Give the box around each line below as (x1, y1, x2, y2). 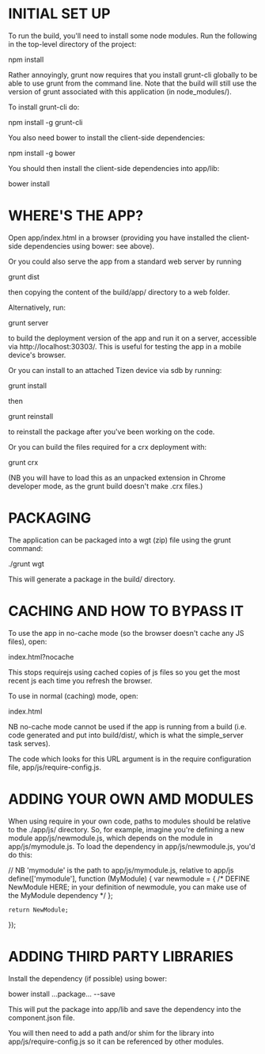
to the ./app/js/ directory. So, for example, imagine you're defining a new (8, 824, 245, 834)
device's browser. (8, 350, 66, 360)
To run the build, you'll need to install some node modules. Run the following (8, 31, 257, 40)
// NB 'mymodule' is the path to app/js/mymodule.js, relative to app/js (8, 865, 234, 875)
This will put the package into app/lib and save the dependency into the (8, 1004, 241, 1014)
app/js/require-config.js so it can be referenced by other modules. (8, 1037, 224, 1046)
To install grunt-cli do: (8, 102, 80, 112)
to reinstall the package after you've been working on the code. (8, 427, 215, 436)
